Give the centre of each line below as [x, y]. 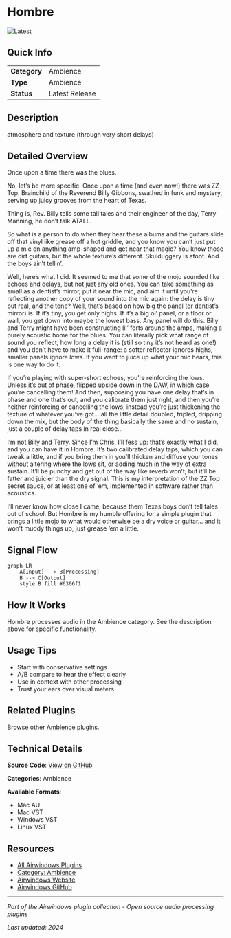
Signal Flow [33, 550]
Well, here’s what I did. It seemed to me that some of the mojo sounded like [113, 277]
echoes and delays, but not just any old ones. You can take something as [111, 284]
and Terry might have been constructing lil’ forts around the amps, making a [114, 328]
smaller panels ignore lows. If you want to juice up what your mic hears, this [114, 357]
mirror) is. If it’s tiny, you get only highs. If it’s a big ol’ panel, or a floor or [109, 313]
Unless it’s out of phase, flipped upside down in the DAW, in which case [108, 385]
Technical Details [45, 749]
